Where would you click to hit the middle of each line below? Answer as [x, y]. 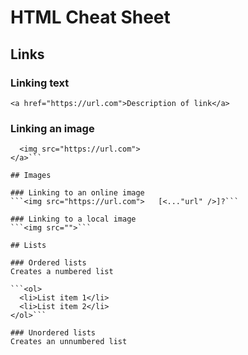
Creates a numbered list [62, 272]
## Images [31, 176]
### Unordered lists [53, 333]
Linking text [40, 83]
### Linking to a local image [73, 219]
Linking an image [52, 128]
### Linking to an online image [77, 193]
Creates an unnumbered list [69, 342]
